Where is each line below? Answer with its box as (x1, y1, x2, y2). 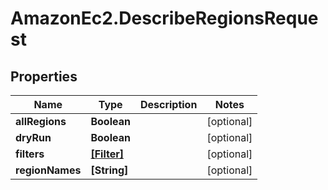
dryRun (15, 131, 52, 144)
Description (139, 98, 198, 111)
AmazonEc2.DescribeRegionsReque (10, 7, 319, 30)
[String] (90, 163, 129, 177)
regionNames (15, 163, 82, 177)
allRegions (15, 115, 67, 128)
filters (15, 147, 45, 161)
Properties (10, 68, 78, 85)
